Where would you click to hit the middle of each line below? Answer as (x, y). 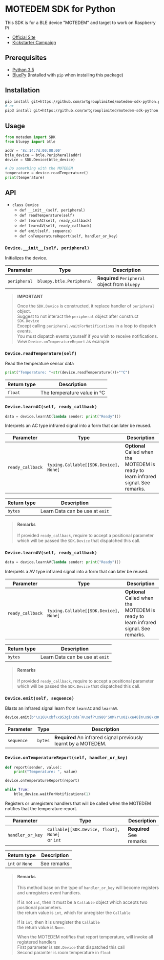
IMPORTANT (30, 297)
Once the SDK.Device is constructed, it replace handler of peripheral (86, 306)
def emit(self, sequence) (46, 231)
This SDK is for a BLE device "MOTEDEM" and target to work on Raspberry (81, 23)
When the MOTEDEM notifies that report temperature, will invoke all (85, 937)
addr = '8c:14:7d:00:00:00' (34, 150)
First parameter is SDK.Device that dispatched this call (71, 947)
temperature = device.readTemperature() (47, 173)
